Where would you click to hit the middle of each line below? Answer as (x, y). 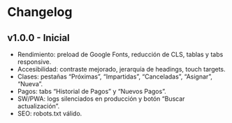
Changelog (40, 12)
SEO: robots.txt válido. (50, 113)
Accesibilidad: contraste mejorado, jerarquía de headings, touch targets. (121, 69)
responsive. (34, 62)
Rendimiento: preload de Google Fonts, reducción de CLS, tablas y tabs (120, 54)
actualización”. (38, 106)
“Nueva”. (30, 84)
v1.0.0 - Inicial (38, 38)
